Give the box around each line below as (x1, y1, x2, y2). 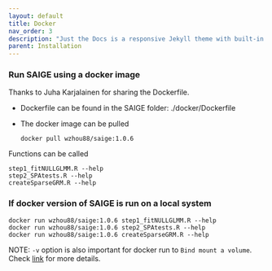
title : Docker (8, 20, 57, 28)
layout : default (8, 11, 64, 20)
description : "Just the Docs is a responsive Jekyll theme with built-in (8, 34, 265, 43)
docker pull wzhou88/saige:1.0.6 (20, 135, 134, 143)
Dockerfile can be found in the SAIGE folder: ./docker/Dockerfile (20, 103, 236, 113)
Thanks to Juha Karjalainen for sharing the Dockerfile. (8, 87, 190, 98)
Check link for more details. (8, 253, 101, 263)
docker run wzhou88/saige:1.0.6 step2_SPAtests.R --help (8, 223, 206, 232)
